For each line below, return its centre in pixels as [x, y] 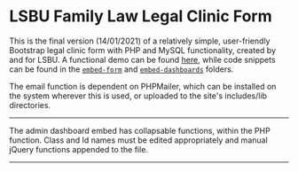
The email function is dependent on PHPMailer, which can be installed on [143, 86]
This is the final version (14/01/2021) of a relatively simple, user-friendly [140, 41]
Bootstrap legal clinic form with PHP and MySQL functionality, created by [143, 50]
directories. [30, 105]
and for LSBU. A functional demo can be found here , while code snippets [143, 59]
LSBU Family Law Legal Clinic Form [141, 16]
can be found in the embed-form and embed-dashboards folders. [122, 69]
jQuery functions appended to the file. [79, 149]
